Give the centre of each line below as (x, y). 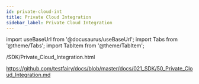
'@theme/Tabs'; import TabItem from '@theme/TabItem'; (75, 46)
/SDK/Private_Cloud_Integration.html (51, 57)
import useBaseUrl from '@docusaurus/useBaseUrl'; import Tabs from (92, 40)
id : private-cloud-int (34, 12)
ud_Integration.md (28, 75)
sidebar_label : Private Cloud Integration (59, 22)
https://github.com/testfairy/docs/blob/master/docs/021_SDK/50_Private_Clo (99, 69)
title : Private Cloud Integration (49, 17)
